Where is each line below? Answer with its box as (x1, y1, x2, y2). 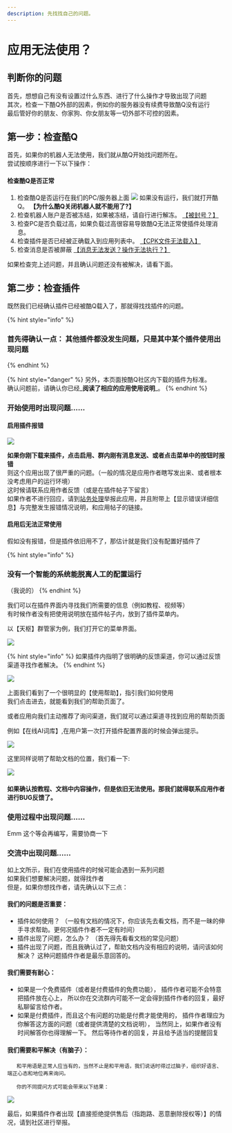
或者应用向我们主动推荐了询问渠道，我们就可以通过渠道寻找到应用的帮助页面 (7, 712, 225, 721)
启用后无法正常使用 (7, 520, 62, 529)
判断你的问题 (7, 72, 62, 84)
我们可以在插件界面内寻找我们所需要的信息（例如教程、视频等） (7, 601, 188, 610)
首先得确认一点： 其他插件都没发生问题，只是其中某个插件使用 (7, 334, 214, 344)
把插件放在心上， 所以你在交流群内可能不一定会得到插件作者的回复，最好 (17, 994, 225, 1002)
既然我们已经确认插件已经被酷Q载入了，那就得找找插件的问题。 (7, 302, 188, 310)
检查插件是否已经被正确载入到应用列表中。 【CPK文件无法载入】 (17, 236, 202, 245)
